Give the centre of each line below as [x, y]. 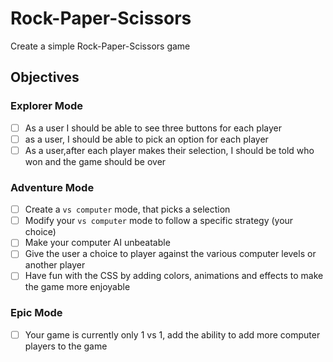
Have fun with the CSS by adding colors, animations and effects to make [174, 276]
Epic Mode [36, 313]
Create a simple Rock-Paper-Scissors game [100, 46]
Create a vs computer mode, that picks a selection [127, 209]
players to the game [66, 346]
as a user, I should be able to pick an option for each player [146, 139]
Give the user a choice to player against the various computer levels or [170, 254]
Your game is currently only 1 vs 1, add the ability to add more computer [172, 334]
